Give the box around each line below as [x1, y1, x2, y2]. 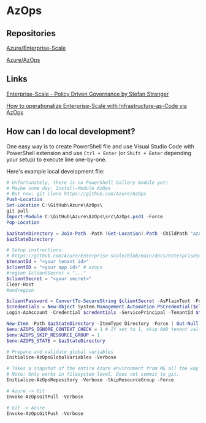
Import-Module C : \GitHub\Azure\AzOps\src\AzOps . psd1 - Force [6, 213, 164, 219]
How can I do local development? [6, 126, 135, 137]
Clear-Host [6, 281, 34, 288]
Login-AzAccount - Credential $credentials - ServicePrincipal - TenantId [6, 310, 193, 316]
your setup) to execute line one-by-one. [6, 156, 107, 163]
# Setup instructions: [6, 247, 64, 253]
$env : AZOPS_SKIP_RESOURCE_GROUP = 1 [6, 332, 100, 338]
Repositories [6, 28, 56, 39]
